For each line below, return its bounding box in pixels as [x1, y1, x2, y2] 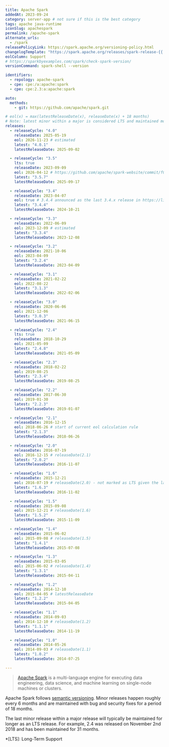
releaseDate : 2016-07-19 [14, 448, 66, 453]
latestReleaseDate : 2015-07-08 [14, 545, 80, 550]
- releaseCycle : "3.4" [10, 188, 57, 194]
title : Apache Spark [5, 7, 49, 13]
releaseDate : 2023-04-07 [14, 193, 66, 198]
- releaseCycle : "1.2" [10, 582, 57, 587]
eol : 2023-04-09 [14, 254, 49, 259]
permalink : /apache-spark [5, 31, 59, 36]
